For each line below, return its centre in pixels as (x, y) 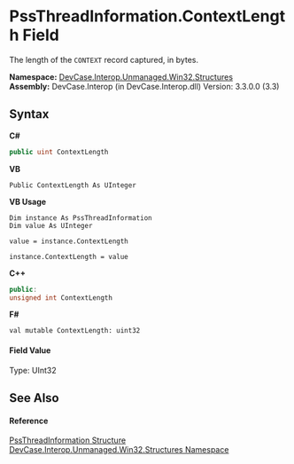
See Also (34, 398)
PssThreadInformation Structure (68, 440)
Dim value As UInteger (51, 225)
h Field (35, 35)
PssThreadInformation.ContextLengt (147, 16)
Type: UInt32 (33, 370)
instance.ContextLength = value (69, 256)
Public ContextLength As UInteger (73, 185)
